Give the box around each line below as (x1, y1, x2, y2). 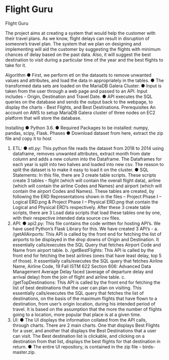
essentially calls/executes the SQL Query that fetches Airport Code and (12, 241, 161, 248)
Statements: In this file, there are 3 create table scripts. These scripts (12, 172, 156, 178)
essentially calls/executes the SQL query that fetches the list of (12, 290, 144, 296)
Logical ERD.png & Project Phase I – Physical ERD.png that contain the (12, 198, 158, 205)
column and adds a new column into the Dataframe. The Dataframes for (12, 156, 162, 162)
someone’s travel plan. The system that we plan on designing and (5, 40, 141, 46)
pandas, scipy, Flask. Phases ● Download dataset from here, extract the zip (5, 130, 163, 136)
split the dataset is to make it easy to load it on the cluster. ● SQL (12, 167, 149, 173)
